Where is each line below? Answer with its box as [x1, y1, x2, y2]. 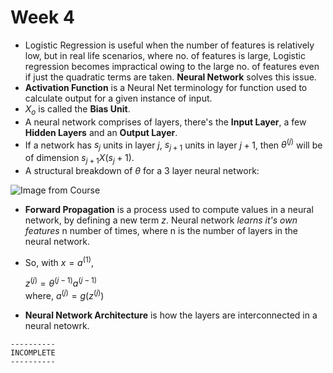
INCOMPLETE [10, 347, 56, 358]
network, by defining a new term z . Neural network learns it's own [24, 214, 298, 226]
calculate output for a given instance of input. [24, 92, 213, 104]
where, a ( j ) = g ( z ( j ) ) [24, 288, 105, 301]
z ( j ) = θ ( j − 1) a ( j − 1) [24, 276, 98, 290]
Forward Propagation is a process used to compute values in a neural [24, 203, 314, 215]
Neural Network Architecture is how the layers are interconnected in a [24, 309, 318, 321]
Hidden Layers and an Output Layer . [24, 126, 178, 138]
